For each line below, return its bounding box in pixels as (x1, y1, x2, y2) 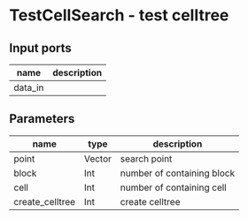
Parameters (9, 111, 75, 126)
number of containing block (120, 167, 236, 179)
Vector (83, 152, 112, 164)
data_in (13, 81, 44, 94)
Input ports (9, 41, 73, 56)
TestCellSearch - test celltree (9, 5, 229, 26)
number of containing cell (120, 181, 228, 193)
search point (120, 152, 173, 164)
